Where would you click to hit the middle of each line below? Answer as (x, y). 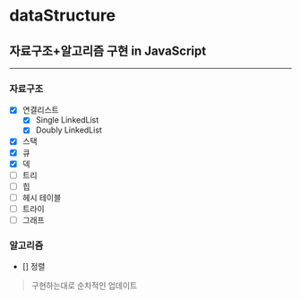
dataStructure (63, 16)
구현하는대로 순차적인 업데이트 (84, 286)
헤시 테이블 (42, 197)
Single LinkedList (67, 120)
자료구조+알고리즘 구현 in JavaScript (108, 51)
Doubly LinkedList (69, 130)
